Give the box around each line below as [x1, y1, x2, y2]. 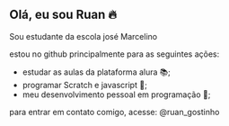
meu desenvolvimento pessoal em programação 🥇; [22, 89, 211, 100]
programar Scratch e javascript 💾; [22, 79, 148, 90]
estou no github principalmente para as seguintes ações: [9, 49, 220, 59]
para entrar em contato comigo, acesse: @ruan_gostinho [9, 106, 220, 117]
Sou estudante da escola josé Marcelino [9, 31, 158, 41]
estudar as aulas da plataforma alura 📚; [22, 67, 171, 77]
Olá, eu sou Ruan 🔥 [9, 7, 118, 22]
